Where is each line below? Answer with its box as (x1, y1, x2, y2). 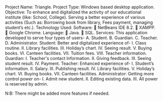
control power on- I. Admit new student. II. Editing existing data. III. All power (5, 76, 158, 82)
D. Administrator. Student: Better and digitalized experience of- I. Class (5, 40, 147, 45)
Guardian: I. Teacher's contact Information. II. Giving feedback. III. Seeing (5, 56, 151, 61)
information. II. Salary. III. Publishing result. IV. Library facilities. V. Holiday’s (5, 66, 155, 72)
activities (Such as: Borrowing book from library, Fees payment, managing (5, 19, 153, 25)
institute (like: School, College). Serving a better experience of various (5, 14, 146, 20)
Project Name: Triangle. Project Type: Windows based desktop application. (5, 4, 155, 10)
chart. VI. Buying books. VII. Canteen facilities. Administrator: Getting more (5, 71, 154, 76)
